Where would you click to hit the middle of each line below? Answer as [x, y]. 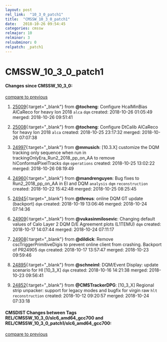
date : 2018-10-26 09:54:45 [35, 24]
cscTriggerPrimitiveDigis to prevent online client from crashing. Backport [87, 244]
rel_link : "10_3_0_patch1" [34, 14]
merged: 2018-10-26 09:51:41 [43, 117]
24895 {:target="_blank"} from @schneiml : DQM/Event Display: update [85, 265]
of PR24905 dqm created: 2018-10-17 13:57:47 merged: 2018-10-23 [81, 250]
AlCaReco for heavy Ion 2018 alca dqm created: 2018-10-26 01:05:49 [83, 112]
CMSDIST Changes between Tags [41, 312]
